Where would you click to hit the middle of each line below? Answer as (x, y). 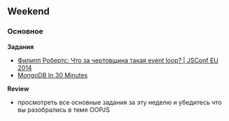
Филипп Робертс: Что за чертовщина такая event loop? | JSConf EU (118, 60)
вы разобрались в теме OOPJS (63, 109)
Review (18, 88)
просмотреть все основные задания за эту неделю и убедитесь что (119, 102)
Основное (25, 31)
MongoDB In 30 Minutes (53, 75)
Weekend (29, 12)
